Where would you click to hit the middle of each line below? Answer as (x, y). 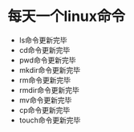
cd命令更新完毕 (45, 50)
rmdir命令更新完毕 (49, 90)
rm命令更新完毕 (45, 80)
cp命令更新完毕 (45, 110)
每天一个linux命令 (67, 16)
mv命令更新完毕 (45, 100)
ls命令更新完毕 (43, 40)
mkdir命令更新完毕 (50, 70)
